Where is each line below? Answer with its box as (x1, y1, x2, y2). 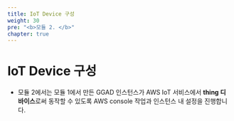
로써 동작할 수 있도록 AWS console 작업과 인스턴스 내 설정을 (35, 97, 203, 105)
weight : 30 (7, 17, 40, 24)
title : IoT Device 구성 (7, 10, 75, 18)
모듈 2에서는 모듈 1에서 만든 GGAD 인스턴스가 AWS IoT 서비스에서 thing (17, 88, 219, 97)
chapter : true (7, 30, 50, 38)
